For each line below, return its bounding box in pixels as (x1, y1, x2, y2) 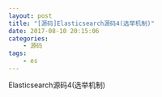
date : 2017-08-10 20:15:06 (8, 27, 100, 35)
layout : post (8, 11, 53, 20)
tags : (8, 49, 27, 57)
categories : (8, 34, 49, 43)
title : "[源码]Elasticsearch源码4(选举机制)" (8, 19, 156, 27)
